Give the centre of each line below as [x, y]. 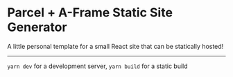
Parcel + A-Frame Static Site [90, 13]
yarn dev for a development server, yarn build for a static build [98, 66]
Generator [37, 27]
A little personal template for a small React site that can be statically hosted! [115, 46]
